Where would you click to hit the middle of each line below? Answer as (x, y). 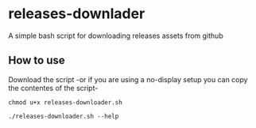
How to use (37, 60)
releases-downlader (77, 14)
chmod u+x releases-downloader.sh (66, 102)
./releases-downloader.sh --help (64, 116)
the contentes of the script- (53, 88)
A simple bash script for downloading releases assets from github (116, 36)
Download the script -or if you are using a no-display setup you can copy (128, 79)
